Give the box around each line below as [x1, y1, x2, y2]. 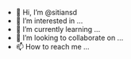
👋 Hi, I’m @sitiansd [15, 8, 78, 17]
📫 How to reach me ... [15, 42, 90, 51]
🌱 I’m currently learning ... [15, 25, 101, 33]
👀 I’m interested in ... [15, 16, 83, 26]
